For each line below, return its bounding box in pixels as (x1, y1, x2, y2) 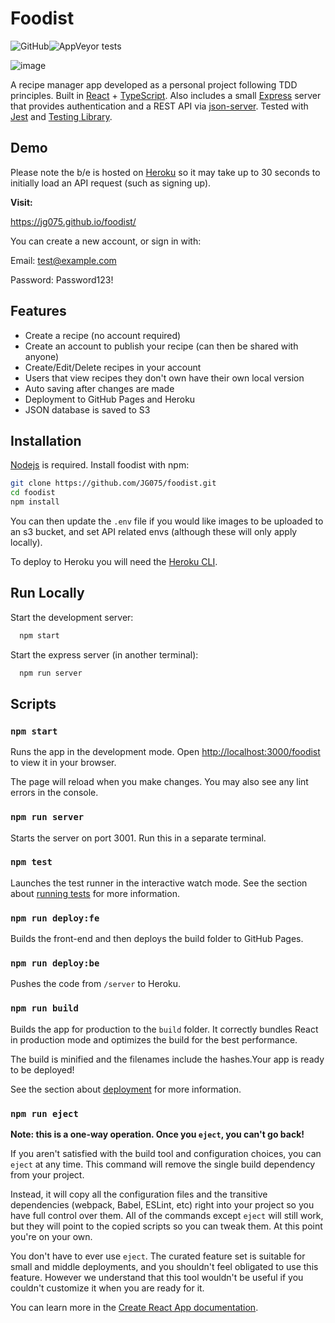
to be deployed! (10, 1063, 75, 1076)
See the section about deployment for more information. (10, 1083, 242, 1095)
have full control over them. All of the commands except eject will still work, (10, 1210, 324, 1222)
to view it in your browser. (10, 757, 117, 769)
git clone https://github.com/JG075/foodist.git (10, 478, 217, 489)
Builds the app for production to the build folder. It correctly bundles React (10, 1023, 319, 1035)
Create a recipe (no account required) (24, 329, 182, 341)
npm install (10, 497, 60, 507)
